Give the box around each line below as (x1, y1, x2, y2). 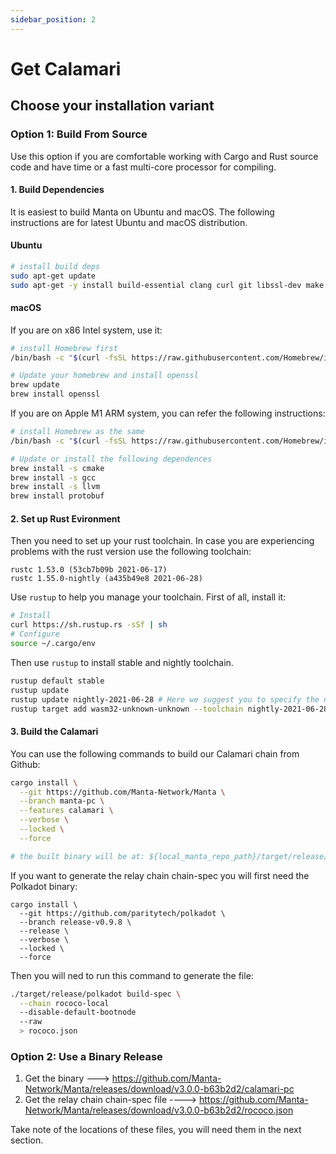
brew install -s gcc (10, 472, 97, 483)
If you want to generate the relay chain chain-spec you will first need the (10, 869, 310, 881)
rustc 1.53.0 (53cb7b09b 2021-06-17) (10, 565, 168, 575)
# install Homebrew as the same (10, 427, 145, 437)
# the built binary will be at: (10, 851, 145, 861)
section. (10, 1134, 44, 1146)
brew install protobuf (10, 491, 105, 501)
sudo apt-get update (10, 271, 97, 281)
